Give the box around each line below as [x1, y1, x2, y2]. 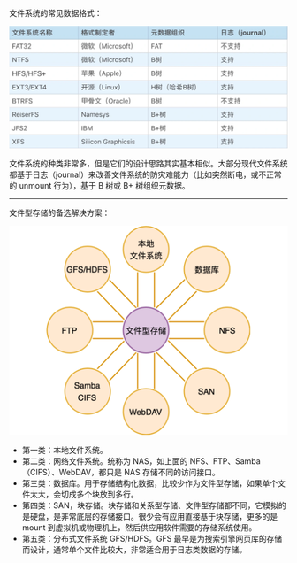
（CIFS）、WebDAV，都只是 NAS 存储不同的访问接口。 [21, 467, 220, 477]
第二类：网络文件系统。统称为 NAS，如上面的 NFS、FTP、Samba [21, 455, 261, 467]
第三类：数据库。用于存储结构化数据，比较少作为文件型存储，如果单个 [21, 477, 278, 489]
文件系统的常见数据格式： [9, 8, 103, 18]
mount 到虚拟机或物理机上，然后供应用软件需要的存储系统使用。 [21, 521, 257, 533]
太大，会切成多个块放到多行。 [29, 489, 139, 499]
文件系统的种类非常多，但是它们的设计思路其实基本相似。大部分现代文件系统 [9, 158, 288, 168]
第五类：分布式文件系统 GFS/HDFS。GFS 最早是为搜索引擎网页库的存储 [21, 533, 283, 544]
